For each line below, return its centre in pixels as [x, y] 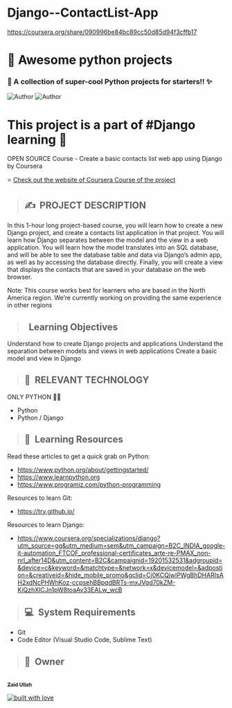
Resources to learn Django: [46, 524]
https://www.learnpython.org [59, 477]
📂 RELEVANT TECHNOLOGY [87, 380]
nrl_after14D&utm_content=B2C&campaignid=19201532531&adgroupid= [120, 560]
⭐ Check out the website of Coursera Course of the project [91, 180]
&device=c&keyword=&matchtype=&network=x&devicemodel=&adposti [120, 567]
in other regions [30, 305]
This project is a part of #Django [101, 124]
